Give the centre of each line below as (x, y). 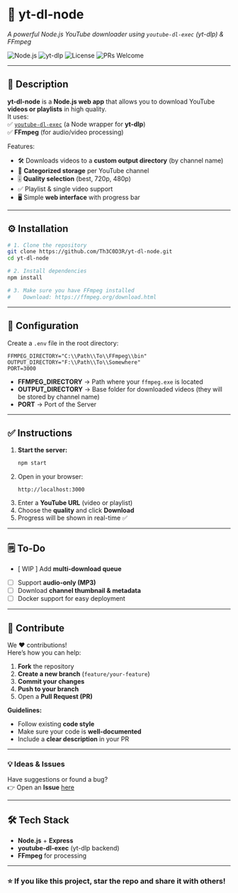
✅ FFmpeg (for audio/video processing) (66, 132)
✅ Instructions (40, 433)
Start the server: (42, 450)
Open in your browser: (50, 477)
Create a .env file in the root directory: (63, 343)
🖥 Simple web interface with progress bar (79, 197)
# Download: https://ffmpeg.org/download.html (82, 297)
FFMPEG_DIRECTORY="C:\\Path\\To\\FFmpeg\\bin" (77, 356)
